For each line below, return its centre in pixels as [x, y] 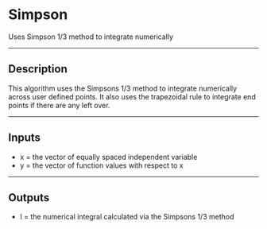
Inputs [25, 138]
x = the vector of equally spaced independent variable [108, 157]
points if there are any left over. [59, 105]
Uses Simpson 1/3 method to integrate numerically [91, 37]
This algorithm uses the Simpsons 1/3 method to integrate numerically [123, 88]
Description [38, 69]
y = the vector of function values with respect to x [102, 165]
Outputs [29, 198]
